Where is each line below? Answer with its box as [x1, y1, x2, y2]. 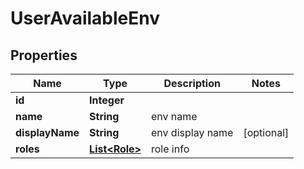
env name [151, 110, 198, 123]
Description [163, 77, 221, 90]
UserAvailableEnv [10, 7, 161, 30]
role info [151, 142, 190, 156]
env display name [151, 126, 234, 139]
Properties [10, 47, 78, 64]
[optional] [243, 126, 290, 139]
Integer [89, 93, 125, 107]
